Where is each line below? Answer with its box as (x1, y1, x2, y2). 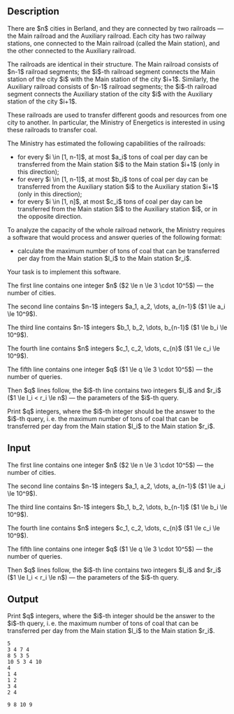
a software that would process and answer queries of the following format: (7, 233, 222, 241)
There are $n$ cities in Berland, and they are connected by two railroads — (7, 24, 224, 32)
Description (7, 6, 59, 17)
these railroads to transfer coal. (7, 125, 98, 134)
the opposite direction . (17, 212, 82, 220)
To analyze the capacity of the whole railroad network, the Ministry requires (7, 225, 226, 234)
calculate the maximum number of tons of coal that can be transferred (17, 246, 220, 255)
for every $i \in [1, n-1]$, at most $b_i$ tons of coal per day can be (17, 175, 208, 183)
